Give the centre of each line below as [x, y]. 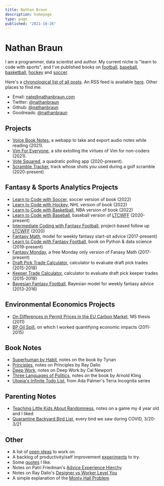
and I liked [23, 414]
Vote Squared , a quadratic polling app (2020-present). [68, 161]
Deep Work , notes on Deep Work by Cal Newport [62, 370]
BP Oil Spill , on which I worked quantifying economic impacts [75, 327]
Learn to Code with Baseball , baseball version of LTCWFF [71, 215]
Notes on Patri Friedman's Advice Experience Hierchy [67, 468]
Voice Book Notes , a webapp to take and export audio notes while [79, 140]
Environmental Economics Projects [60, 305]
